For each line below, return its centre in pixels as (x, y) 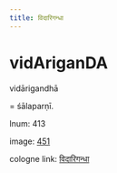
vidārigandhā (34, 88)
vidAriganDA (59, 62)
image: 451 (30, 141)
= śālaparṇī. (32, 106)
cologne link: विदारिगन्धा (49, 158)
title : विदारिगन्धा (36, 18)
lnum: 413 (28, 123)
